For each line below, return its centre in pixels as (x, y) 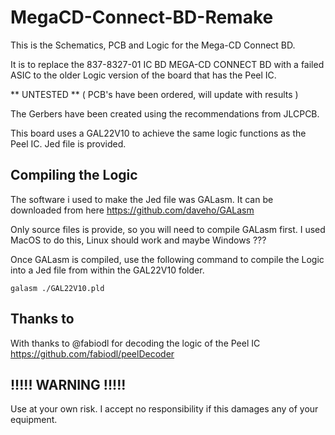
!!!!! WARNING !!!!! (68, 384)
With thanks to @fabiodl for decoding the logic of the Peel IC (135, 343)
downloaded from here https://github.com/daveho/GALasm (132, 210)
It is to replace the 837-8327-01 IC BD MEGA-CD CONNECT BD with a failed (167, 64)
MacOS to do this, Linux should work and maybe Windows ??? (138, 240)
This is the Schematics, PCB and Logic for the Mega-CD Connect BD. (153, 45)
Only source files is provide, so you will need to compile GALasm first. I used (168, 229)
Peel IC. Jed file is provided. (68, 143)
